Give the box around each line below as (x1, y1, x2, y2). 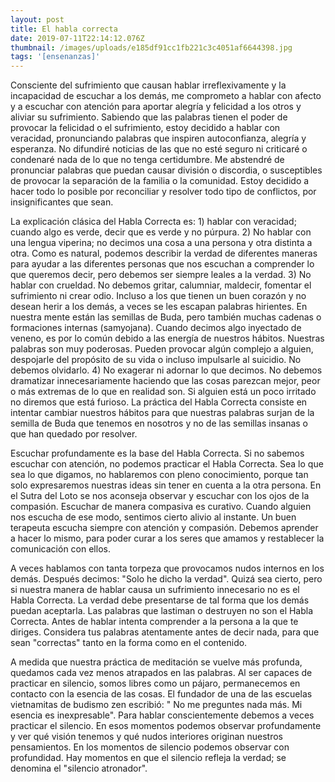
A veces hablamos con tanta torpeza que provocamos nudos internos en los (10, 562, 325, 575)
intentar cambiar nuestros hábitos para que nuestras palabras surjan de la (10, 407, 315, 419)
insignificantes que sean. (10, 196, 114, 208)
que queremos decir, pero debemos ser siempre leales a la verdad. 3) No (10, 269, 312, 281)
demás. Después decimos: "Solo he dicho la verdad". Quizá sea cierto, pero (10, 573, 323, 585)
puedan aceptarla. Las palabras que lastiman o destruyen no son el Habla (10, 605, 314, 617)
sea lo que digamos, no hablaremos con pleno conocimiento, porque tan (10, 469, 309, 481)
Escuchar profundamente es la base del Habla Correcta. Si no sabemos (10, 447, 305, 460)
